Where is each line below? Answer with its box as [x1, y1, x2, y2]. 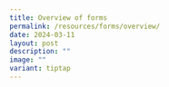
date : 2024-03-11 [9, 30, 75, 39]
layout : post [9, 38, 59, 48]
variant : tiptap [9, 64, 71, 73]
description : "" [9, 47, 71, 56]
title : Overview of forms [9, 13, 107, 23]
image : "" [9, 55, 47, 64]
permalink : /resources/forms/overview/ [9, 22, 161, 31]
